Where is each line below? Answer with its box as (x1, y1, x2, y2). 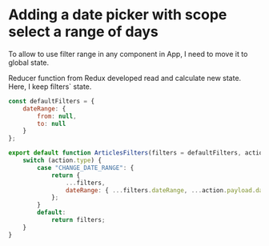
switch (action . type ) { (22, 156, 102, 165)
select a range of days (8, 22, 159, 41)
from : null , (37, 112, 78, 120)
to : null (37, 119, 66, 127)
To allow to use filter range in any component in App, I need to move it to (8, 49, 248, 58)
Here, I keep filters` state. (8, 82, 92, 91)
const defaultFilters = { (8, 97, 94, 105)
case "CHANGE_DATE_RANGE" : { (37, 163, 134, 171)
